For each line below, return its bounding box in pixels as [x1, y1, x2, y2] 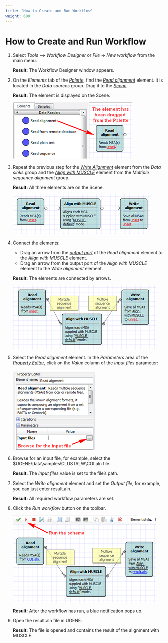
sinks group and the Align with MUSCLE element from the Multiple [12, 169, 149, 176]
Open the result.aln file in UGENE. [12, 618, 82, 624]
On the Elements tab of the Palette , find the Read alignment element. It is [12, 77, 163, 83]
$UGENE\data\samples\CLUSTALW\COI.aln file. [12, 461, 111, 467]
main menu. [12, 58, 37, 64]
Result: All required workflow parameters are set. [12, 496, 115, 502]
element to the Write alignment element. [20, 266, 103, 272]
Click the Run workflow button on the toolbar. [12, 505, 106, 511]
